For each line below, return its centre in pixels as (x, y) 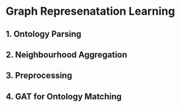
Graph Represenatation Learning (90, 11)
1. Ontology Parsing (44, 34)
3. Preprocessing (39, 76)
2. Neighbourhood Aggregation (67, 54)
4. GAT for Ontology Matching (64, 96)
